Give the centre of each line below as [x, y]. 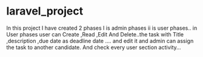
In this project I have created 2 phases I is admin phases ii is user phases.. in [102, 28]
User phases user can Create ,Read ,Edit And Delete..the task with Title [95, 34]
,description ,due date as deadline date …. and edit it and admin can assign [100, 41]
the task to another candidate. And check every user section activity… [94, 47]
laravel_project [45, 11]
